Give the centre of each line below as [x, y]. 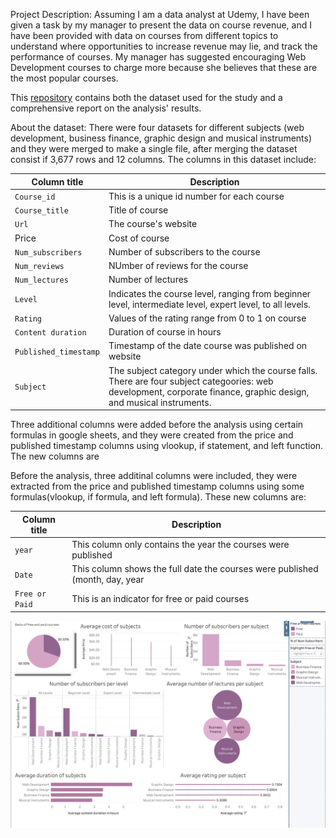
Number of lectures [148, 280]
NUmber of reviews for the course [178, 265]
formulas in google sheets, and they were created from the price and [152, 435]
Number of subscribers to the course [184, 251]
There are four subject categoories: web [191, 381]
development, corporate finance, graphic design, [209, 391]
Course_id [35, 197]
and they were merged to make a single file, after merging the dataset [154, 148]
